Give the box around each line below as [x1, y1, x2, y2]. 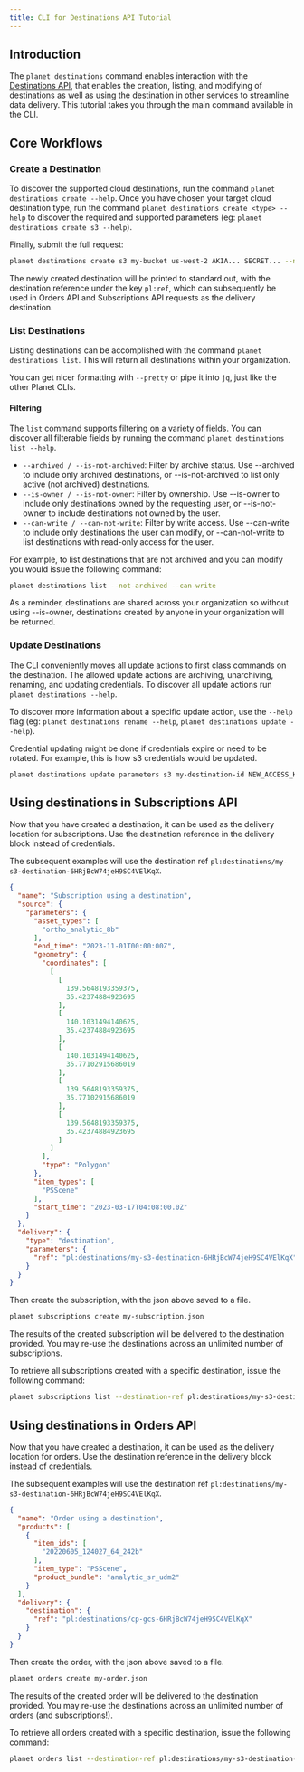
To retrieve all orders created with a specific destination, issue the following [9, 1727, 291, 1738]
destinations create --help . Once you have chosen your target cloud [9, 193, 271, 204]
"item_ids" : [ [33, 1539, 88, 1548]
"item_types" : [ [33, 1177, 95, 1186]
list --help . [9, 442, 57, 453]
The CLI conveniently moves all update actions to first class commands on [9, 660, 287, 671]
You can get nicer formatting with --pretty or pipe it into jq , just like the [9, 372, 278, 383]
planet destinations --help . [9, 689, 118, 700]
